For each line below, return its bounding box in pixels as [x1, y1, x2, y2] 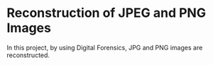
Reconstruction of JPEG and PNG [6, 5, 207, 21]
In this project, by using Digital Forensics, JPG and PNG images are [6, 43, 203, 52]
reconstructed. [6, 51, 50, 59]
